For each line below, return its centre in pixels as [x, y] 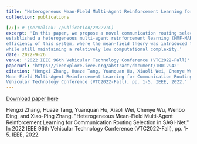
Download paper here [32, 99]
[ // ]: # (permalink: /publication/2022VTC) [60, 28]
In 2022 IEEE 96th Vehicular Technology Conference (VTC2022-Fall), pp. [94, 129]
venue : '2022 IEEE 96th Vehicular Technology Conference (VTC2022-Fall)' [98, 60]
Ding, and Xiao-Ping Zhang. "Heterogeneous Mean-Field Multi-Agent [89, 116]
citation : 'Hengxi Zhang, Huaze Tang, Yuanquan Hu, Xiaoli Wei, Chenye [95, 71]
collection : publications [38, 17]
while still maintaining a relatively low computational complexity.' [94, 49]
